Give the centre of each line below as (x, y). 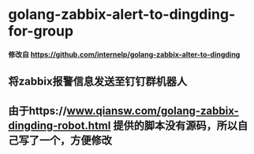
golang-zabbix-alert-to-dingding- (122, 15)
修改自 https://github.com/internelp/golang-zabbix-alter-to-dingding (124, 54)
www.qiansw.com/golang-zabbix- (153, 110)
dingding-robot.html (60, 125)
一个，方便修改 (75, 140)
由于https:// (37, 110)
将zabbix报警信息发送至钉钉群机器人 (98, 81)
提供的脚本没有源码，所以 (176, 125)
